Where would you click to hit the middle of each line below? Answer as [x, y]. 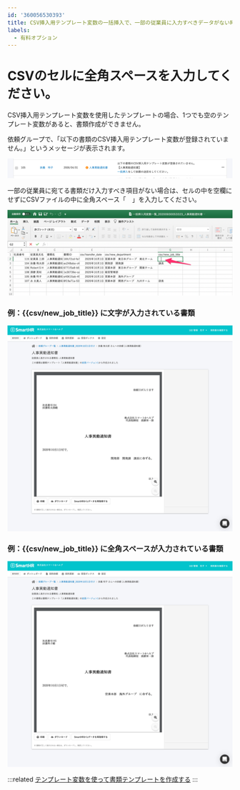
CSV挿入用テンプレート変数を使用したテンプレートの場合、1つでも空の [112, 115]
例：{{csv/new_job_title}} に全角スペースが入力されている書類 [115, 549]
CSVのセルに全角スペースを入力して [114, 76]
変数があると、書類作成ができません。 [88, 124]
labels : [19, 30]
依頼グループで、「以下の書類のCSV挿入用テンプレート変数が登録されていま [118, 139]
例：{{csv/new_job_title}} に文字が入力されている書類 [101, 313]
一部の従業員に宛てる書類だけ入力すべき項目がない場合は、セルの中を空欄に [120, 190]
